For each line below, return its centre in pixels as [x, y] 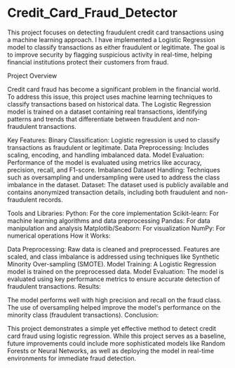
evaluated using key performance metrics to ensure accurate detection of [114, 279]
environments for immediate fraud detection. [72, 358]
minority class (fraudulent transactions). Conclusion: [83, 315]
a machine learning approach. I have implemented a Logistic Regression [112, 39]
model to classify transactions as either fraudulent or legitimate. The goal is [116, 47]
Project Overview [32, 76]
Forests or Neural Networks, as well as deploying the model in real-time [111, 350]
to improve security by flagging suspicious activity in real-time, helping [110, 55]
